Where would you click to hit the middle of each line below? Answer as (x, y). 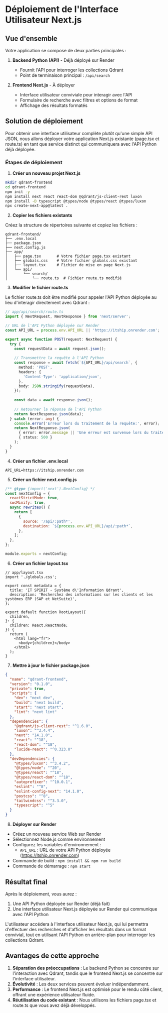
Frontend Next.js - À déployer (43, 85)
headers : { (30, 372)
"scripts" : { (23, 693)
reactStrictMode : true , (34, 498)
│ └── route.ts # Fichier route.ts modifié (63, 278)
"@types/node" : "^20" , (38, 768)
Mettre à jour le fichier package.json (51, 665)
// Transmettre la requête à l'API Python (59, 358)
